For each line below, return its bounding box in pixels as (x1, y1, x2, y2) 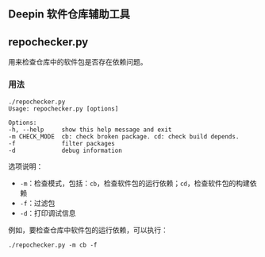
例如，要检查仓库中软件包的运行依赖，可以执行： (8, 225, 168, 235)
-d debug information (8, 146, 123, 154)
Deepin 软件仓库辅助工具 (8, 7, 131, 21)
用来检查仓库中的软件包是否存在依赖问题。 (8, 57, 148, 67)
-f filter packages (8, 139, 115, 147)
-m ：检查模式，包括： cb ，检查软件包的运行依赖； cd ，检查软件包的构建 (19, 178, 250, 188)
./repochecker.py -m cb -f (8, 241, 98, 249)
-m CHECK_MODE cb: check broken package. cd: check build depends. (8, 132, 240, 141)
